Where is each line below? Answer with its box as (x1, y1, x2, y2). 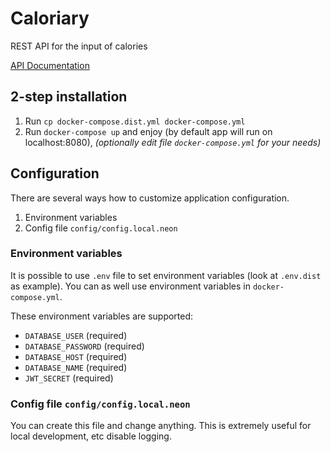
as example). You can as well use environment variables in (10, 280, 251, 292)
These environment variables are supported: (10, 310, 194, 322)
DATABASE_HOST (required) (24, 350, 128, 362)
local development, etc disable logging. (10, 430, 172, 442)
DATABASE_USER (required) (24, 329, 128, 341)
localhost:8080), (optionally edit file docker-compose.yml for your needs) (24, 136, 322, 148)
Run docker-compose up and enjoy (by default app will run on (24, 125, 273, 137)
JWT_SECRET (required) (24, 372, 114, 384)
